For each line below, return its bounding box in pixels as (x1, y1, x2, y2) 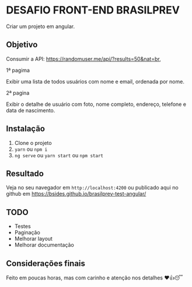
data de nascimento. (6, 106, 55, 114)
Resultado (6, 168, 44, 178)
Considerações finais (6, 258, 86, 268)
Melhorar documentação (14, 241, 74, 248)
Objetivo (6, 40, 38, 50)
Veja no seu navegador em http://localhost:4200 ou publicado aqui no (6, 184, 179, 191)
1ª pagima (6, 67, 30, 74)
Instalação (6, 124, 46, 134)
